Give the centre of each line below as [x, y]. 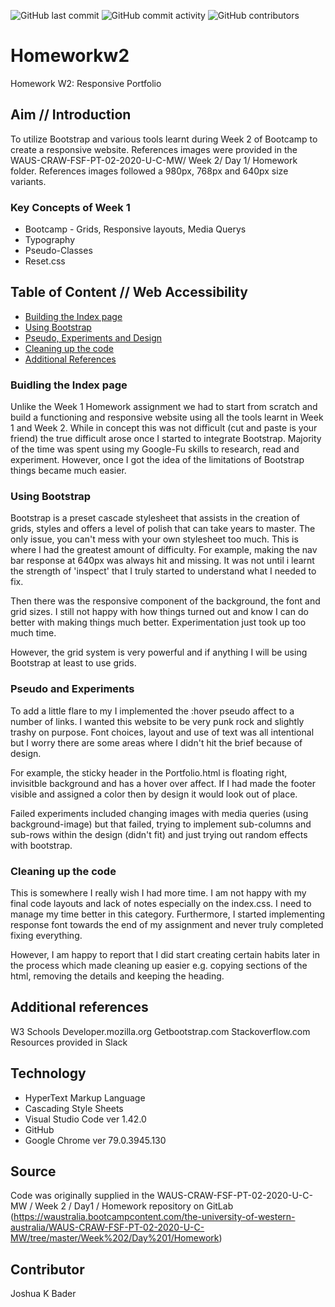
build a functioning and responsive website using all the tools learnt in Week [167, 417]
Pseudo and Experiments [72, 689]
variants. [28, 181]
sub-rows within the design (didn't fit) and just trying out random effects [159, 834]
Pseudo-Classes [58, 251]
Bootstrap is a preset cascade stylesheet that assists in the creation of [155, 518]
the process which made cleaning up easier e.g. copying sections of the [159, 966]
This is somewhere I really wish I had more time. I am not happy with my [158, 893]
